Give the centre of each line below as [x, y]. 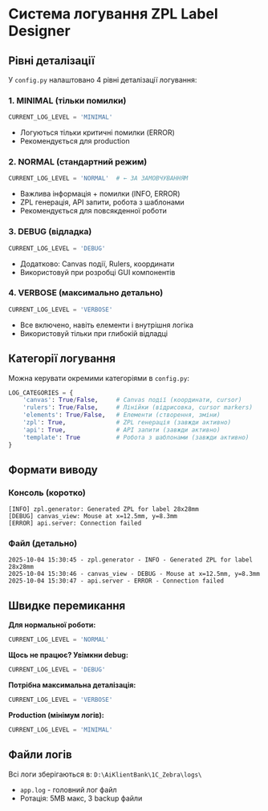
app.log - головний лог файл [69, 789]
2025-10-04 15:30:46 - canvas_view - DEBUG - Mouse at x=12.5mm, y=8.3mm [134, 574]
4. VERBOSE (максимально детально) [86, 293]
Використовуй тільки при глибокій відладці [94, 333]
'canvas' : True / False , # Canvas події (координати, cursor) [132, 400]
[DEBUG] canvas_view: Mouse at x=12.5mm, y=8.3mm [93, 517]
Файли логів [40, 755]
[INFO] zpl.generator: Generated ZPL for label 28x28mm [104, 509]
